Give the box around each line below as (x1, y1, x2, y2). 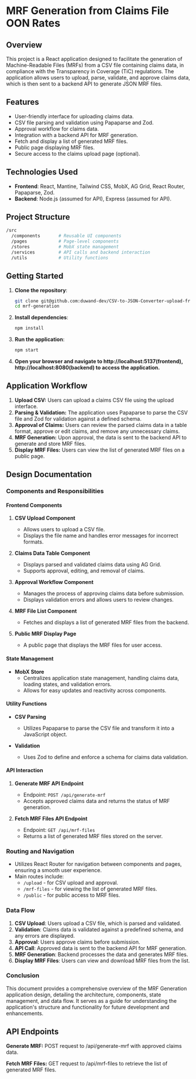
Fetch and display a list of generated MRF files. (14, 138, 128, 145)
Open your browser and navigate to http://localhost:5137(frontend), (14, 358, 183, 364)
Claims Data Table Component (14, 549, 91, 557)
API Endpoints (6, 1027, 59, 1037)
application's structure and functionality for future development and (6, 1003, 170, 1010)
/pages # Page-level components (11, 238, 119, 244)
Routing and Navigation (6, 847, 74, 855)
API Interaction (6, 767, 43, 774)
